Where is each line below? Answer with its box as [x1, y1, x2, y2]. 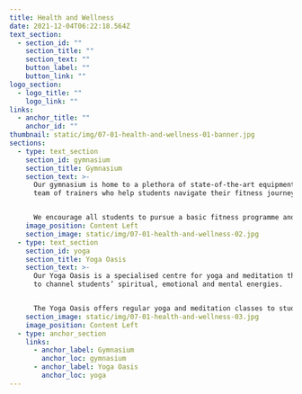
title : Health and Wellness [9, 13, 115, 22]
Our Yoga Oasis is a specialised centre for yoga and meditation [32, 272, 283, 281]
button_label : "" [25, 64, 91, 73]
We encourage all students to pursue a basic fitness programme [32, 213, 280, 222]
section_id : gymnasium [25, 155, 111, 165]
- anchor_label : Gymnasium [32, 345, 135, 355]
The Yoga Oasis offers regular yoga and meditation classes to [32, 304, 276, 313]
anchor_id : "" [25, 122, 78, 131]
